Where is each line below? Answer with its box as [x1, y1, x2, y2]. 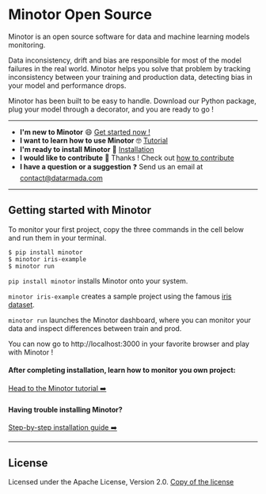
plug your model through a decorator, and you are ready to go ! [8, 104, 214, 114]
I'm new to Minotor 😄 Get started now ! [19, 127, 150, 136]
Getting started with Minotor [8, 203, 152, 217]
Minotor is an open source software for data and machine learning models [8, 32, 250, 41]
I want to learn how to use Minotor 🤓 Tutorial [19, 135, 169, 145]
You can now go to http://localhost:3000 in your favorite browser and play [8, 339, 249, 348]
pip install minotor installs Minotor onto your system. [8, 275, 188, 286]
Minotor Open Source [8, 6, 153, 24]
